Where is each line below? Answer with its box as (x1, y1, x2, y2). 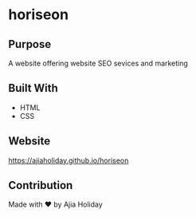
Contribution (8, 179, 73, 192)
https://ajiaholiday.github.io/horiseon (8, 156, 129, 165)
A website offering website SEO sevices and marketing (8, 58, 189, 68)
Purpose (8, 37, 52, 51)
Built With (8, 81, 58, 95)
